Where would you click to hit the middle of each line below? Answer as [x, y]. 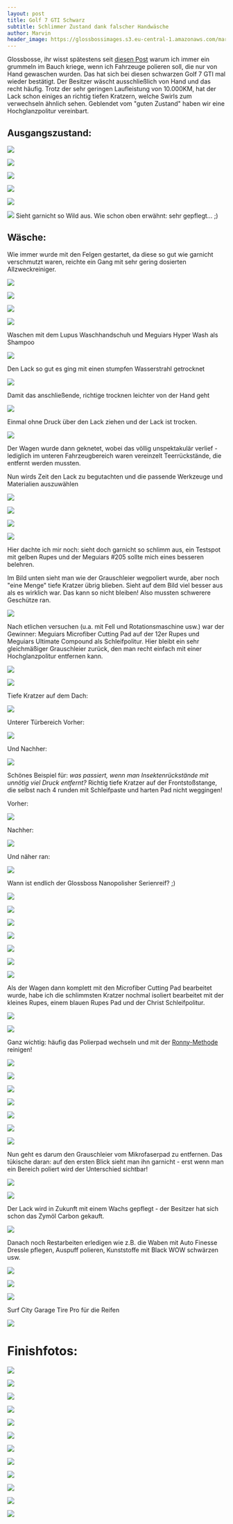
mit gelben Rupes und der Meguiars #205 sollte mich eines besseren [106, 556]
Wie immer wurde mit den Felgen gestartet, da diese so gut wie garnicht [110, 254]
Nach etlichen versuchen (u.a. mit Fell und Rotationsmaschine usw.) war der [116, 626]
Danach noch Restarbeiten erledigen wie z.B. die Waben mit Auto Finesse [112, 1242]
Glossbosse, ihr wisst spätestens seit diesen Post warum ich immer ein [109, 59]
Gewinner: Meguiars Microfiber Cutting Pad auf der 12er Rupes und [103, 634]
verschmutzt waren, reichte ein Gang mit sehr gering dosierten [97, 262]
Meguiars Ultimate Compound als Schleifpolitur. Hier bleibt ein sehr [103, 641]
